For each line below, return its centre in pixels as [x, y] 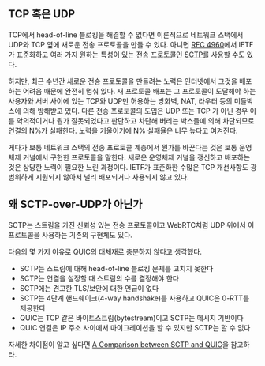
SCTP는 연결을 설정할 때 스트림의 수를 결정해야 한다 [99, 278]
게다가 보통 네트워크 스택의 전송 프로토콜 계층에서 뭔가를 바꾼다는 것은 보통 [123, 147]
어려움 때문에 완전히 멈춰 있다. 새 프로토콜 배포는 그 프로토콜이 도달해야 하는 [139, 91]
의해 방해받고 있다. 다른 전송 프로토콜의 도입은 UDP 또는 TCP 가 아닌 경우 [135, 111]
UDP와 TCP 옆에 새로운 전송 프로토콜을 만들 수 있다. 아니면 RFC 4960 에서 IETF [131, 44]
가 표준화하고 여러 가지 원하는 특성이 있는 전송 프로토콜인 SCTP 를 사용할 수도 [127, 55]
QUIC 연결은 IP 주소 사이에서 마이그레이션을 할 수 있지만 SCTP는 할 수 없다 [135, 327]
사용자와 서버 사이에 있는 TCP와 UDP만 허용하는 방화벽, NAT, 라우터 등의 [120, 100]
